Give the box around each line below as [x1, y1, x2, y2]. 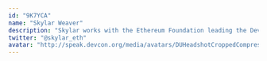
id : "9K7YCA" [8, 11, 52, 20]
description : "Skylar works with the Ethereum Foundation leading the [8, 26, 247, 34]
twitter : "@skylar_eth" [8, 33, 87, 42]
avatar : [8, 41, 34, 49]
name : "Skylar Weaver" [8, 19, 83, 27]
